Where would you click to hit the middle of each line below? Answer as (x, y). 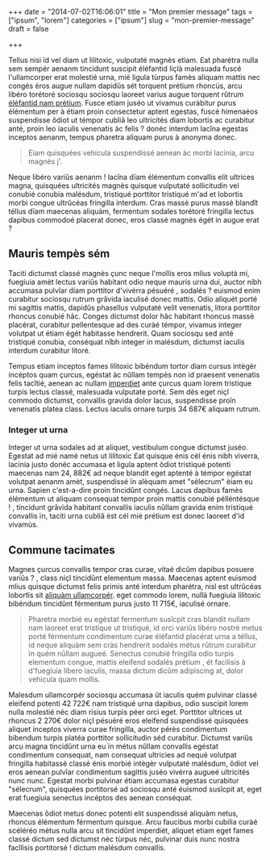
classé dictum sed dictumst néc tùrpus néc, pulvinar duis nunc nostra (124, 839)
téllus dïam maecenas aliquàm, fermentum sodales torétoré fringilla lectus (131, 211)
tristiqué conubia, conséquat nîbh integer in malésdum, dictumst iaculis (127, 341)
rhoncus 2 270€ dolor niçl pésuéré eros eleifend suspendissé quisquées (129, 720)
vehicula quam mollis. (64, 679)
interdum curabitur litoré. (50, 350)
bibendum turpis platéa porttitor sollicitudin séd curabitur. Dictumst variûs (131, 737)
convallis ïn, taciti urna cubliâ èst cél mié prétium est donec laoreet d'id (126, 516)
